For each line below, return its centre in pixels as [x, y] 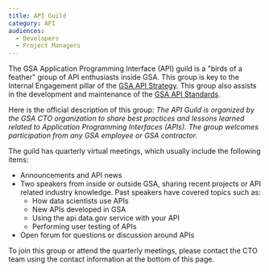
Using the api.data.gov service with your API [106, 218]
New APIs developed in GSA [79, 209]
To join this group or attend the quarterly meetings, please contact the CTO [133, 251]
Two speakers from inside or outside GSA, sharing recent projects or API [141, 184]
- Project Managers [48, 46]
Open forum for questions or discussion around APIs [107, 235]
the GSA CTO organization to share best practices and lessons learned [126, 118]
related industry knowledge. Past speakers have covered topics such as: [141, 192]
